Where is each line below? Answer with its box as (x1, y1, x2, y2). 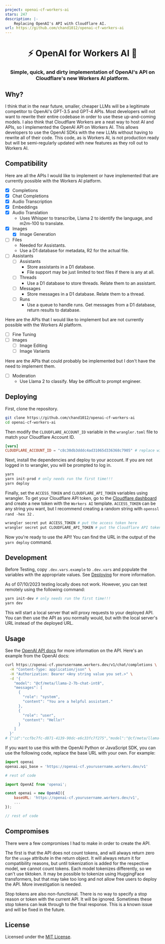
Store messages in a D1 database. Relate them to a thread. (27, 291, 145, 297)
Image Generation (19, 231, 56, 237)
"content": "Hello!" (23, 717, 65, 722)
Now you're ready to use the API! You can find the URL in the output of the (5, 534, 156, 540)
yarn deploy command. (5, 539, 53, 545)
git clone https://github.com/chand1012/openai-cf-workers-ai (5, 415, 135, 420)
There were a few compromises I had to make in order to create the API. (5, 840, 151, 846)
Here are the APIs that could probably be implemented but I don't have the (5, 358, 156, 364)
